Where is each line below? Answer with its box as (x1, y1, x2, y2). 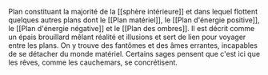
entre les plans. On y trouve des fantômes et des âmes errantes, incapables (8, 41, 258, 50)
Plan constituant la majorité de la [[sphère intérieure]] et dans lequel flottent (8, 7, 258, 16)
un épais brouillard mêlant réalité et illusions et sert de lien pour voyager (8, 32, 246, 41)
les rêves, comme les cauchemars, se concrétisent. (8, 57, 178, 67)
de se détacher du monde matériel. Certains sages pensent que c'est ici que (8, 49, 261, 58)
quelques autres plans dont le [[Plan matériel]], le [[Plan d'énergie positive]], (8, 15, 260, 25)
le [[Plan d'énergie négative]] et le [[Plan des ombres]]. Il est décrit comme (8, 24, 255, 33)
